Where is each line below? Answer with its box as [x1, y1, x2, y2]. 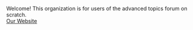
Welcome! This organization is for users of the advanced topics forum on [6, 5, 188, 12]
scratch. [6, 11, 27, 18]
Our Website [6, 18, 37, 24]
